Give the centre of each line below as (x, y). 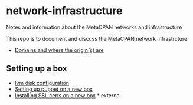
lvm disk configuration (42, 83)
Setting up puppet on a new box (54, 89)
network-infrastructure (64, 11)
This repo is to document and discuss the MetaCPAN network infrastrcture (97, 38)
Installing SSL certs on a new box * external (68, 95)
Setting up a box (37, 69)
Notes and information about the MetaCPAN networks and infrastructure (94, 27)
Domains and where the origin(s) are (59, 50)
